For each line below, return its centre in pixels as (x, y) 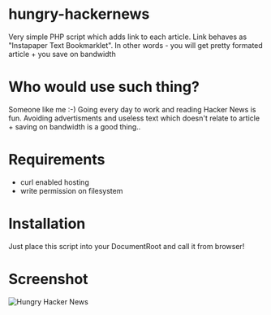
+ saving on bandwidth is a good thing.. (75, 126)
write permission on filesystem (71, 190)
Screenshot (48, 279)
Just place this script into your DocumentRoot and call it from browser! (127, 246)
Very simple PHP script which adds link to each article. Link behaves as (128, 37)
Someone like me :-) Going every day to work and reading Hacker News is (132, 109)
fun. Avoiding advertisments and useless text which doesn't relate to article (134, 118)
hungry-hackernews (79, 14)
